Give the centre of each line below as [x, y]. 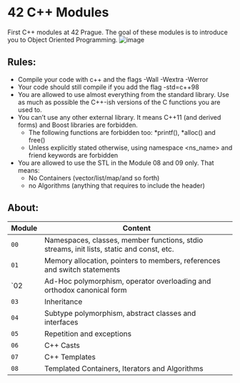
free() [37, 140]
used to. [30, 109]
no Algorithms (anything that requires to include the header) [117, 185]
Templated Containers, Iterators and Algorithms [124, 368]
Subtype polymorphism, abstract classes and [120, 313]
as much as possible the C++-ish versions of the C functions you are [119, 102]
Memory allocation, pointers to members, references [132, 260]
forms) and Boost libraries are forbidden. [77, 125]
